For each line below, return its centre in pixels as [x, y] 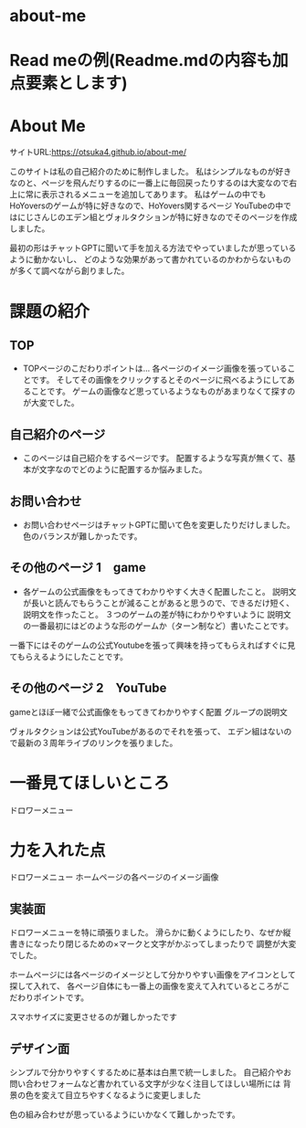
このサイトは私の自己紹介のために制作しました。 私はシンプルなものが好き [151, 172]
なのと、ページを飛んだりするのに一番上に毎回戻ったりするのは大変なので [149, 183]
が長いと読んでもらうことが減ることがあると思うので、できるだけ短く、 [158, 603]
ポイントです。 [61, 997]
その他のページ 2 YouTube [88, 688]
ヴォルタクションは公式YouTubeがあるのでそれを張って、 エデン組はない [147, 731]
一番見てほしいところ [90, 783]
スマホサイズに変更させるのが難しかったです [94, 1017]
